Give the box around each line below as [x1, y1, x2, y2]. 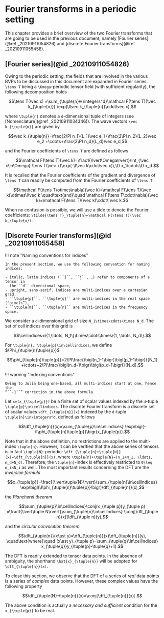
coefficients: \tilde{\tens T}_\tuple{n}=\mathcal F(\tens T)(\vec [5, 212, 141, 218]
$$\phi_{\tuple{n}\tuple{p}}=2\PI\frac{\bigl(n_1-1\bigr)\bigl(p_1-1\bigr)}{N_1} [6, 356, 158, 362]
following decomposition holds [5, 88, 67, 94]
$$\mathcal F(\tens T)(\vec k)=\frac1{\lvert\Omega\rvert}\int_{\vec [15, 157, 149, 163]
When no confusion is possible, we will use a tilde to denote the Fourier [5, 206, 149, 212]
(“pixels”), [5, 300, 29, 305]
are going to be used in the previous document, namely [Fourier [5, 35, 134, 41]
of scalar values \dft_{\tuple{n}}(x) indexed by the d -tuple [5, 409, 126, 414]
